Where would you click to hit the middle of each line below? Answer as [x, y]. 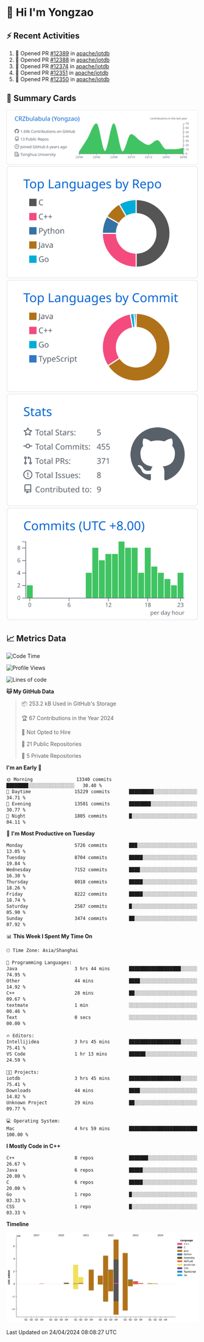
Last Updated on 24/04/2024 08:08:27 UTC [62, 1332]
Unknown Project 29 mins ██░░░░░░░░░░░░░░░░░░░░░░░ [102, 1103]
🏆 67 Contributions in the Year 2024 [67, 718]
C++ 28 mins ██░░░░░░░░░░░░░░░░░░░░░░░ [102, 993]
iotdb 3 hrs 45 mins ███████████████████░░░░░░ [102, 1079]
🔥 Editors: [20, 1036]
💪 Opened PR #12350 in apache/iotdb [62, 79]
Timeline [18, 1224]
